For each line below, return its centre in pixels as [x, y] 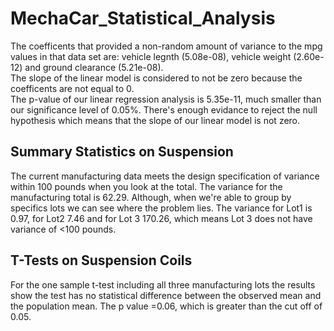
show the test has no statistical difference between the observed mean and [166, 295]
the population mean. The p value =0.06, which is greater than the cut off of [166, 306]
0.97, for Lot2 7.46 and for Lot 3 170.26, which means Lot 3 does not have [161, 218]
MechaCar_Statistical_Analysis [143, 18]
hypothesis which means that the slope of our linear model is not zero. [155, 120]
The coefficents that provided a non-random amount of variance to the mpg [166, 46]
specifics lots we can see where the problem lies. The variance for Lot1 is [161, 208]
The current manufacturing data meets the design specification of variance [165, 176]
